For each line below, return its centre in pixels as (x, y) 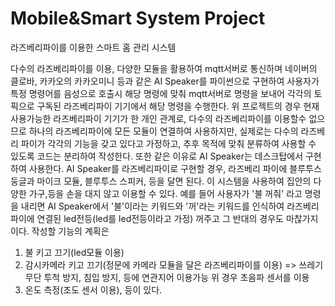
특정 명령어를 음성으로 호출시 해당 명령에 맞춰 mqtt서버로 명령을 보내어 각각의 (161, 93)
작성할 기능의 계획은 (70, 231)
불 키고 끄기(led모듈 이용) (74, 252)
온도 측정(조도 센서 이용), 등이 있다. (93, 289)
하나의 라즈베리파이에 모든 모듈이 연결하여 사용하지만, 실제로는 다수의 (163, 131)
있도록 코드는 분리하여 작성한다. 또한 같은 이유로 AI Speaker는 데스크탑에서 (157, 156)
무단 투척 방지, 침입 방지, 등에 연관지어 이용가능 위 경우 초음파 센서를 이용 (167, 277)
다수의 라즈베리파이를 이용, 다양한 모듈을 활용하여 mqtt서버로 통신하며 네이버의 (164, 68)
